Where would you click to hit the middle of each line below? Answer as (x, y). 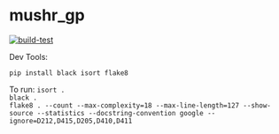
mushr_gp (47, 15)
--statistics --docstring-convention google (120, 113)
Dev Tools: (29, 56)
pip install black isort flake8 (69, 73)
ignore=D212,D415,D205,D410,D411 (71, 121)
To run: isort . (37, 89)
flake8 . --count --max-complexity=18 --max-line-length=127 (124, 105)
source (21, 113)
